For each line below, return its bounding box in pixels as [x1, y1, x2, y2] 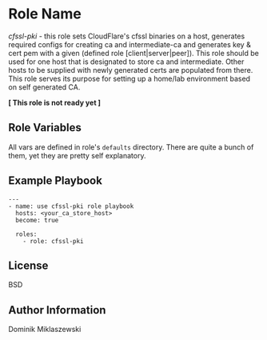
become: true [15, 216, 59, 224]
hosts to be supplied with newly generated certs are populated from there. [8, 65, 253, 74]
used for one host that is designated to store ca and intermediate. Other [8, 57, 245, 66]
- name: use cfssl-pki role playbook [8, 202, 134, 210]
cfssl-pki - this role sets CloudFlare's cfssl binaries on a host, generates [8, 31, 245, 41]
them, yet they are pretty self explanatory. [8, 150, 146, 160]
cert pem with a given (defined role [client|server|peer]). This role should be [8, 48, 260, 58]
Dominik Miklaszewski [8, 325, 82, 334]
